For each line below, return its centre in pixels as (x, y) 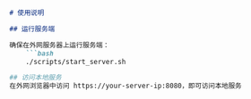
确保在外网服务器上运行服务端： (60, 45)
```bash (39, 54)
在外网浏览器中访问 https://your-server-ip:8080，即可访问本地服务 (125, 86)
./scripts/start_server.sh (76, 62)
